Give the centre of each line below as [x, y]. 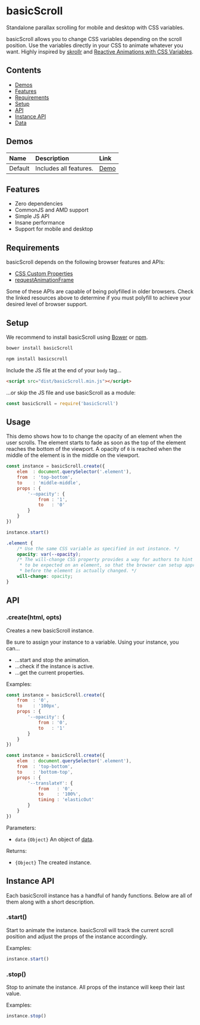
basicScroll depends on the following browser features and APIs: [86, 262]
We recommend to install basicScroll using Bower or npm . [77, 337]
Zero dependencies [39, 204]
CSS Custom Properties [44, 274]
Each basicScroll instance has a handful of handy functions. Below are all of [99, 895]
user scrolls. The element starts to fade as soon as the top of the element [96, 443]
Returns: [17, 850]
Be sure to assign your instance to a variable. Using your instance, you [93, 642]
